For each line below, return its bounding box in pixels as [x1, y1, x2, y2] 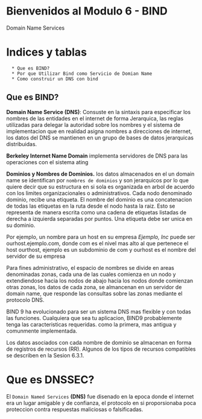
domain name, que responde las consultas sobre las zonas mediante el [6, 290, 183, 297]
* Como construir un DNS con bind [11, 75, 98, 82]
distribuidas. [6, 140, 37, 147]
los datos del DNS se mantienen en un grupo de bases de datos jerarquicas [6, 134, 194, 141]
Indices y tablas [6, 45, 87, 59]
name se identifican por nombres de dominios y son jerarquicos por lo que [6, 176, 189, 184]
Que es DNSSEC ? [6, 373, 95, 386]
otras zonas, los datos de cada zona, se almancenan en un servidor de [6, 283, 182, 290]
